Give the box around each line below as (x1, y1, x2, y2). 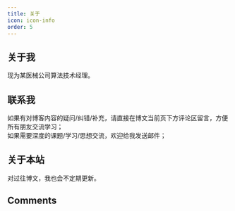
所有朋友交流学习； (7, 122, 64, 131)
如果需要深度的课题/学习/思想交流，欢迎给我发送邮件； (7, 132, 167, 139)
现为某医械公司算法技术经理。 (7, 71, 94, 79)
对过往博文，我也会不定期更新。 (7, 174, 100, 182)
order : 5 (7, 23, 33, 30)
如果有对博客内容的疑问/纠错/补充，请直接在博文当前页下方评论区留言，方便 (7, 114, 229, 122)
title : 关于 (7, 10, 40, 18)
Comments (7, 195, 57, 207)
